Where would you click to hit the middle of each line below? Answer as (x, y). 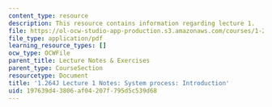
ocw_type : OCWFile (39, 53)
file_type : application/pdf (56, 38)
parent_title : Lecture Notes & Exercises (79, 61)
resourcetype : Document (49, 76)
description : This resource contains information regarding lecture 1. (132, 23)
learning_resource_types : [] (57, 46)
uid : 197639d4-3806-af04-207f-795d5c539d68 (83, 91)
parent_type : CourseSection (56, 68)
